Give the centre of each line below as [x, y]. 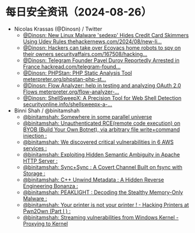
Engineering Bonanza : [50, 186]
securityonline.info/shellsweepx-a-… [68, 104]
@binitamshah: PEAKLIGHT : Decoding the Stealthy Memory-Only [103, 192]
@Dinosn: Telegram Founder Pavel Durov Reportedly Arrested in [101, 60]
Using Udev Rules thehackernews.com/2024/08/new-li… [92, 41]
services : [35, 148]
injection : [35, 135]
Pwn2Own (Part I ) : [47, 211]
